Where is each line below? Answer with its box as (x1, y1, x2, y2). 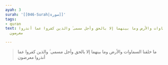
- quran (5, 21, 21, 26)
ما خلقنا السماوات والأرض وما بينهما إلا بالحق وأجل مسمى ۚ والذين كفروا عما (17, 48, 157, 54)
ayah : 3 (5, 7, 21, 12)
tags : (5, 16, 16, 21)
